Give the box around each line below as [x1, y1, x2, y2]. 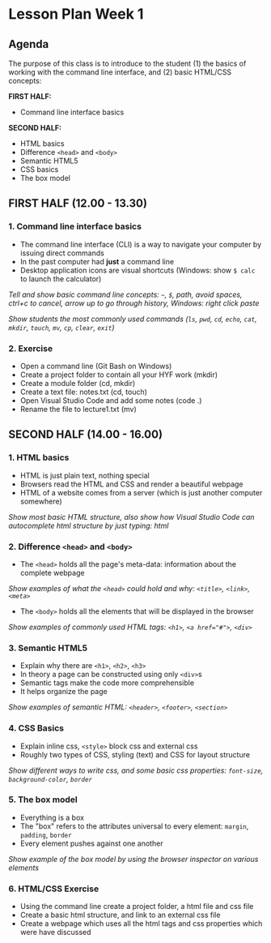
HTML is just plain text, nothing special [19, 470, 150, 480]
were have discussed [19, 928, 91, 937]
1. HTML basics [8, 452, 70, 463]
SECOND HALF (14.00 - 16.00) [8, 427, 163, 442]
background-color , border [8, 774, 93, 783]
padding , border [19, 829, 72, 839]
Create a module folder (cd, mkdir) [19, 378, 136, 388]
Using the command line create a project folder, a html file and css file [19, 902, 254, 911]
